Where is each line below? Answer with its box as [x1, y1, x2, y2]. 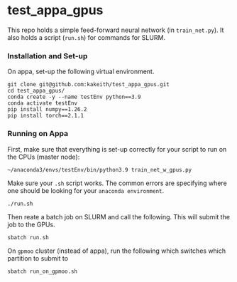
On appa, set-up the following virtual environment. [7, 67, 155, 76]
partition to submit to [7, 254, 69, 262]
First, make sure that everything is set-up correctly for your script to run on [7, 145, 227, 153]
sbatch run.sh [7, 234, 50, 241]
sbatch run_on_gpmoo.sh [7, 268, 78, 275]
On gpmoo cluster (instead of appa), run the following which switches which [7, 246, 226, 255]
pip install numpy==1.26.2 [7, 106, 87, 113]
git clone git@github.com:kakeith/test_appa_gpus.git [7, 81, 170, 88]
